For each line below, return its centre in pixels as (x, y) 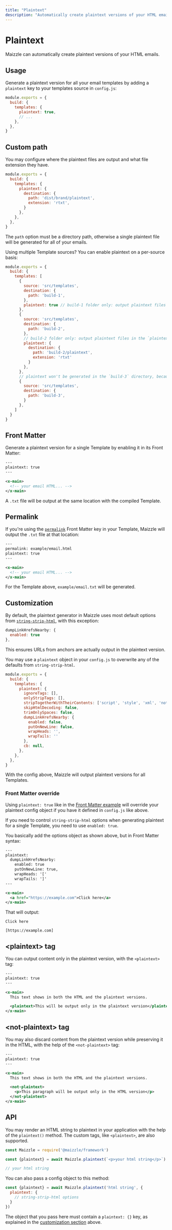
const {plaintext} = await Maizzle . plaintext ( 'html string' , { (74, 1188)
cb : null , (34, 746)
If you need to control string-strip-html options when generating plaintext (85, 820)
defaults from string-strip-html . (40, 665)
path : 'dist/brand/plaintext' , (61, 198)
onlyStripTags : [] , (45, 698)
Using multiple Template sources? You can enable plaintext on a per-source (85, 252)
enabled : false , (45, 722)
